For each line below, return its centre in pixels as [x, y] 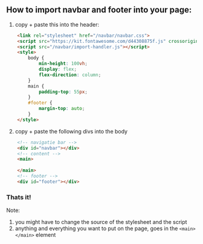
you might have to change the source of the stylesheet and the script [101, 222]
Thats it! [19, 197]
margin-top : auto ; [62, 109]
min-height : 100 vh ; [63, 64]
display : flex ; [58, 69]
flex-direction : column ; [70, 75]
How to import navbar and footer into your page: [99, 10]
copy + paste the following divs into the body [71, 131]
